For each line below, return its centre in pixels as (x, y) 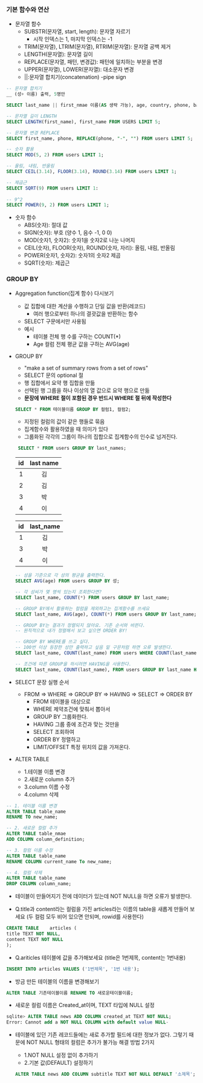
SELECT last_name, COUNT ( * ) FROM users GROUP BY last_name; (92, 597)
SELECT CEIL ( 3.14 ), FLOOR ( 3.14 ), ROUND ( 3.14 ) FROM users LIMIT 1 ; (92, 172)
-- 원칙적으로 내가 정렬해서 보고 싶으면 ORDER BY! (71, 631)
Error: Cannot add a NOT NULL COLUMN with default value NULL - (88, 1022)
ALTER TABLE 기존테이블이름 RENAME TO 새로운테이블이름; (70, 993)
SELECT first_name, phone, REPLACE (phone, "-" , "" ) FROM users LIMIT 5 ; (100, 138)
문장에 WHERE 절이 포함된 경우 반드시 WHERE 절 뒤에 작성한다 (98, 398)
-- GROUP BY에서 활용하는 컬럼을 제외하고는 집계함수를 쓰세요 (82, 608)
